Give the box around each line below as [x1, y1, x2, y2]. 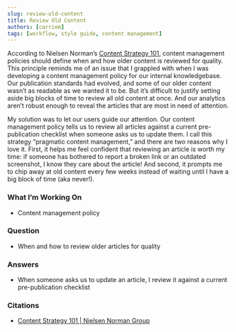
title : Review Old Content [7, 17, 87, 24]
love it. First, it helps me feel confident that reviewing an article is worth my [7, 145, 225, 153]
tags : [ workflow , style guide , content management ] [7, 30, 162, 37]
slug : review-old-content [7, 10, 83, 18]
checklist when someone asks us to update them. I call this [41, 130, 213, 139]
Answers [7, 260, 39, 269]
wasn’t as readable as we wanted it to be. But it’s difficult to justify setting [7, 87, 221, 95]
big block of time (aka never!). [7, 175, 95, 184]
